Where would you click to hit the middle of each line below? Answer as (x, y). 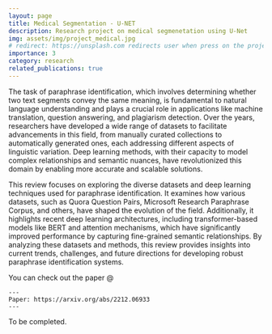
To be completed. (38, 321)
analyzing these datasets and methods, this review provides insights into (130, 244)
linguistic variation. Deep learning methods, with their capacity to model (128, 151)
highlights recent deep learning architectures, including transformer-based (133, 218)
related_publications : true (56, 69)
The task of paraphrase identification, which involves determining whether (132, 91)
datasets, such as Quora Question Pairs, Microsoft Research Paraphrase (129, 201)
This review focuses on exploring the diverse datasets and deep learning (130, 184)
